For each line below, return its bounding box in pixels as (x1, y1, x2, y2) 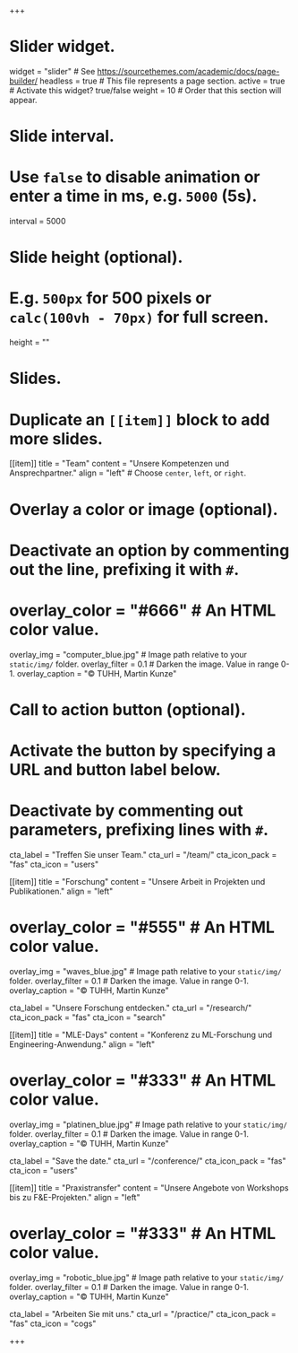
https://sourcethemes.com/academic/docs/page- (97, 65, 280, 76)
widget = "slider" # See (9, 65, 96, 76)
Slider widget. (9, 37, 115, 57)
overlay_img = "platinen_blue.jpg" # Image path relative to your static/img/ (9, 1119, 288, 1130)
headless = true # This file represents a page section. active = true (39, 75, 285, 86)
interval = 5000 (9, 216, 66, 227)
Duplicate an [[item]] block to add (9, 409, 270, 430)
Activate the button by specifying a (9, 741, 277, 761)
